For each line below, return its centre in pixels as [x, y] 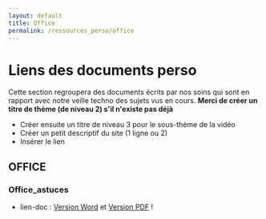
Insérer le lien [42, 141]
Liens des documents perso [103, 70]
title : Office [32, 23]
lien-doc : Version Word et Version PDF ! [87, 207]
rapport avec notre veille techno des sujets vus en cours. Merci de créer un [133, 101]
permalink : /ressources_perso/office [71, 30]
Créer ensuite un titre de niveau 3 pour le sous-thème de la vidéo [128, 125]
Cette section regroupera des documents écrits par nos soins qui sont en [129, 92]
